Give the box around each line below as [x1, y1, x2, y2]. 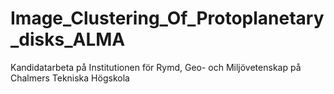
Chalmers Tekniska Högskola [10, 72, 130, 84]
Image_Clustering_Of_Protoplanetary [10, 7, 325, 30]
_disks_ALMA [10, 28, 126, 51]
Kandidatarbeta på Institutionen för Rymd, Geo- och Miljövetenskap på [10, 61, 302, 73]
